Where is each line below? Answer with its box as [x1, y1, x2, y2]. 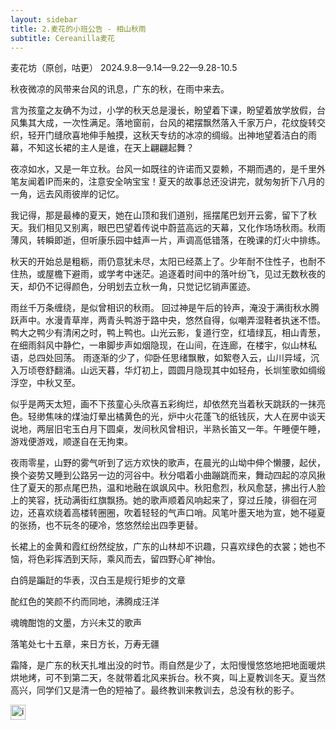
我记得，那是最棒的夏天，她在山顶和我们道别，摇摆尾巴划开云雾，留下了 [10, 209, 308, 221]
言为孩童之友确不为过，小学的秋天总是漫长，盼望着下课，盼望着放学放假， [10, 104, 317, 116]
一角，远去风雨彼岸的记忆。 [10, 188, 125, 200]
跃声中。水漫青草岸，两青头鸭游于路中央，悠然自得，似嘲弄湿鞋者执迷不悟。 [10, 314, 326, 326]
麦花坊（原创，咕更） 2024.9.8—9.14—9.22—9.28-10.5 [10, 62, 238, 74]
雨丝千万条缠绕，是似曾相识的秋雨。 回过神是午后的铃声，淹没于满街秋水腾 [10, 302, 320, 314]
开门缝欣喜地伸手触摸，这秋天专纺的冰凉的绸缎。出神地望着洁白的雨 [36, 129, 317, 141]
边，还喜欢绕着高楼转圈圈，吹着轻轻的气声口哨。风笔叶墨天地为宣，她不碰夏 [10, 507, 326, 519]
